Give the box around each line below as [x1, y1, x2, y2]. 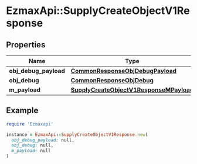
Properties [6, 40, 46, 50]
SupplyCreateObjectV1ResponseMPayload [70, 86, 194, 94]
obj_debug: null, [11, 142, 54, 148]
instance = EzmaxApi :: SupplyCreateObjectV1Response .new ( [6, 131, 148, 138]
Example [6, 106, 39, 116]
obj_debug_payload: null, [11, 137, 75, 143]
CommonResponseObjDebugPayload [70, 67, 177, 75]
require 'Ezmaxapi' [6, 121, 54, 127]
